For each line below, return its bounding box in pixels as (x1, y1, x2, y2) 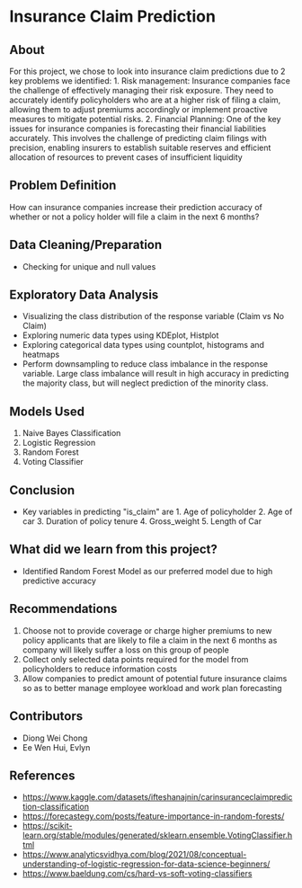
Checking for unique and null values (22, 261, 156, 271)
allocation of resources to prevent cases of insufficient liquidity (9, 152, 243, 163)
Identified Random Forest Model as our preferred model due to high (22, 565, 273, 576)
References (9, 768, 75, 783)
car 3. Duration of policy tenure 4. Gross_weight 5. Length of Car (22, 516, 262, 527)
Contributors (9, 708, 84, 724)
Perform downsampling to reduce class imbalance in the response (22, 359, 268, 369)
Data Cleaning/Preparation (9, 237, 163, 253)
